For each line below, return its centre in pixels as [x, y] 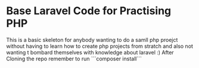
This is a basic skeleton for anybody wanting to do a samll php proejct [92, 40]
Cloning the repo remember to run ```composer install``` [74, 59]
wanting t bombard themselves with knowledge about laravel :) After [90, 52]
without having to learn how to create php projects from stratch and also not [100, 46]
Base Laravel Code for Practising [89, 11]
